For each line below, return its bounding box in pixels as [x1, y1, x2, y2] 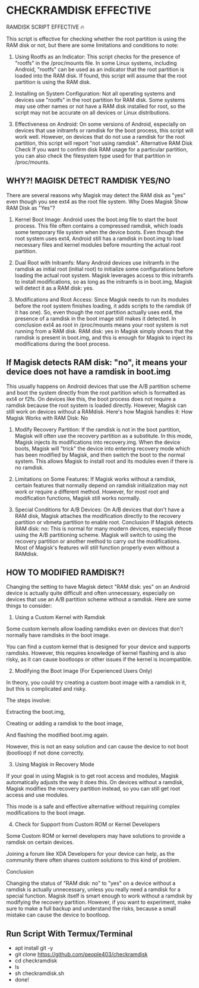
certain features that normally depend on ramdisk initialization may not [14, 481, 188, 489]
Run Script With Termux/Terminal [6, 928, 133, 939]
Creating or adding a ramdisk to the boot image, [6, 720, 124, 727]
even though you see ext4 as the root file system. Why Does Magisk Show [6, 198, 188, 205]
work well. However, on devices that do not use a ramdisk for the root [14, 133, 185, 140]
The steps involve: [6, 697, 52, 704]
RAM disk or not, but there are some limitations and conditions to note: [6, 41, 179, 48]
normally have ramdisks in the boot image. [6, 632, 110, 639]
